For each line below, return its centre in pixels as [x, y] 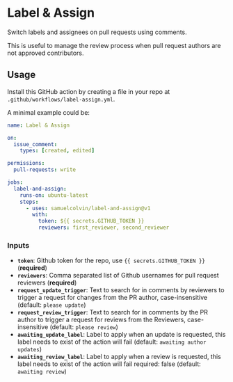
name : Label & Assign [39, 125]
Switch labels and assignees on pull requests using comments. [97, 32]
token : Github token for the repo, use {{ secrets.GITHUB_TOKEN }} [111, 261]
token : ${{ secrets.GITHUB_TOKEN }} [91, 221]
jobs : [15, 182]
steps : [29, 202]
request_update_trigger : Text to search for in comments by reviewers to [121, 290]
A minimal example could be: [49, 112]
